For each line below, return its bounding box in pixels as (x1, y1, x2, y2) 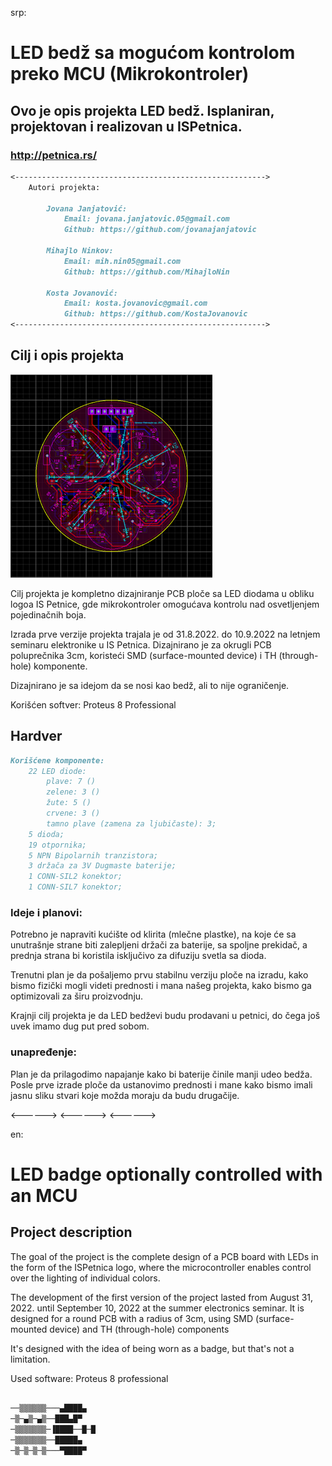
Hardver (10, 728, 63, 745)
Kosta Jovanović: (46, 288, 118, 298)
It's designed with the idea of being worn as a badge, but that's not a (10, 1342, 295, 1354)
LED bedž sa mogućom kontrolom (10, 42, 296, 64)
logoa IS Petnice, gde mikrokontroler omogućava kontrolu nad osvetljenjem (10, 598, 320, 610)
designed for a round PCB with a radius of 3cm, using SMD (10, 1312, 254, 1324)
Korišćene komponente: (10, 755, 105, 766)
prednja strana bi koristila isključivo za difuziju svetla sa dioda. (10, 950, 267, 962)
